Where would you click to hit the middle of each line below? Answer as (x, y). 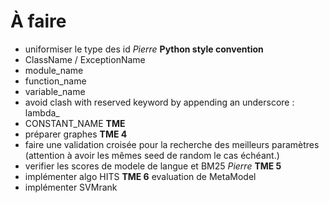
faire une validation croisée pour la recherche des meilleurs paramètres (172, 144)
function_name (55, 81)
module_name (54, 70)
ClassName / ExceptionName (85, 59)
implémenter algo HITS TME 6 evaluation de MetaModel (140, 176)
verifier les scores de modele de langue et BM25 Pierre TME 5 (153, 166)
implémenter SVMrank (71, 187)
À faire (38, 21)
